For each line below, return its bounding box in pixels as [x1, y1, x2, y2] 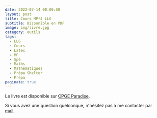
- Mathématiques [9, 66, 43, 71]
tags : [5, 35, 16, 39]
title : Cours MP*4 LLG [5, 16, 52, 21]
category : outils [5, 30, 41, 35]
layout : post [5, 12, 32, 17]
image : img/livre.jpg [5, 25, 50, 30]
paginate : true [5, 79, 36, 84]
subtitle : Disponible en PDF [5, 20, 65, 26]
